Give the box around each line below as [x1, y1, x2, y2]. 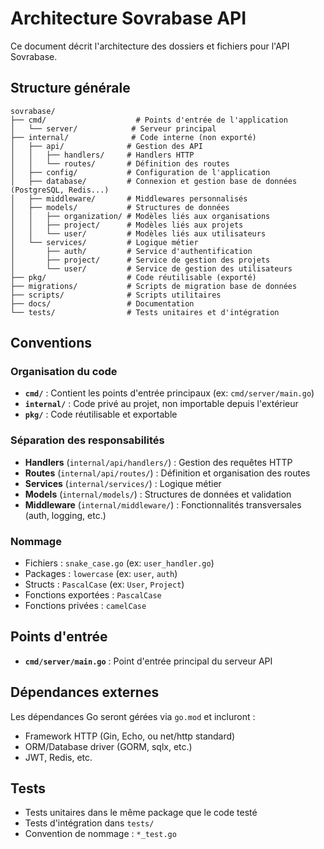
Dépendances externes [10, 684, 160, 701]
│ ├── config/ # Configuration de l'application [10, 167, 271, 177]
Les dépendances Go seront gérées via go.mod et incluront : [10, 710, 256, 722]
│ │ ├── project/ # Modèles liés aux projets [10, 220, 244, 230]
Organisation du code [10, 365, 118, 379]
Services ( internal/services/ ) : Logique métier [24, 477, 222, 489]
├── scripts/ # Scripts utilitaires [10, 290, 222, 300]
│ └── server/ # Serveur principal [10, 123, 217, 134]
